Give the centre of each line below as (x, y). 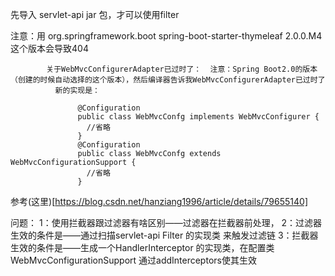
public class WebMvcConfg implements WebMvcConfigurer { (198, 117)
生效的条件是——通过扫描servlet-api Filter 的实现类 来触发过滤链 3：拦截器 (164, 235)
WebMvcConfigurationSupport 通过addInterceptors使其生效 (133, 260)
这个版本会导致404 (49, 48)
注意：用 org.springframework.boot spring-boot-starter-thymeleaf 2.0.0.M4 (166, 36)
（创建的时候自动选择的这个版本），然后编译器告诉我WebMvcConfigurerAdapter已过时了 (168, 80)
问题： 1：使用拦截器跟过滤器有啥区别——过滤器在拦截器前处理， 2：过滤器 (166, 222)
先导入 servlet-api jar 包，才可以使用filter (95, 14)
